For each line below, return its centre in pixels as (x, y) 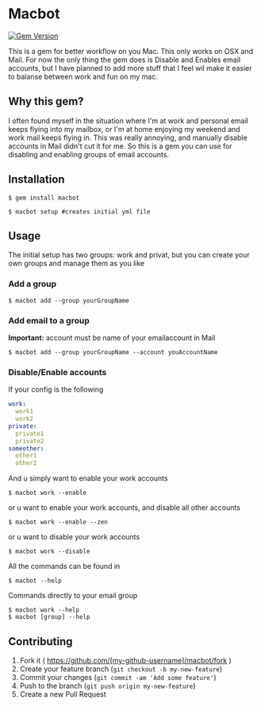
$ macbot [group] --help (49, 617)
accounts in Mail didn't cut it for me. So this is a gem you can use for (120, 146)
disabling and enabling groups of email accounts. (88, 154)
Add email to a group (49, 320)
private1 (30, 434)
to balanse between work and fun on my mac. (83, 76)
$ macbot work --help (44, 610)
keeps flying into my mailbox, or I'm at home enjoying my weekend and (124, 129)
